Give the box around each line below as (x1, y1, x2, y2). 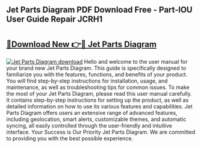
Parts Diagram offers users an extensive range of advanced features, (6, 109, 178, 116)
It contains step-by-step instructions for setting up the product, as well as (6, 96, 189, 103)
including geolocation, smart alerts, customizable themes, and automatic (6, 116, 187, 123)
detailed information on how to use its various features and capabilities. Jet (6, 103, 193, 110)
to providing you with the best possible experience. (6, 135, 134, 142)
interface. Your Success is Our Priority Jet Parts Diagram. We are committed (6, 129, 196, 135)
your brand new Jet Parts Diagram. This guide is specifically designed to (6, 64, 187, 72)
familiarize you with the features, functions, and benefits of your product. (6, 71, 188, 78)
